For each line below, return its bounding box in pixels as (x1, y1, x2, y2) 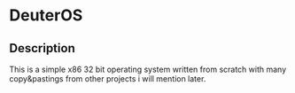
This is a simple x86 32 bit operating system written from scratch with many (9, 64, 287, 74)
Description (9, 41, 75, 56)
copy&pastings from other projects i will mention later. (9, 74, 206, 84)
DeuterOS (9, 5, 83, 26)
